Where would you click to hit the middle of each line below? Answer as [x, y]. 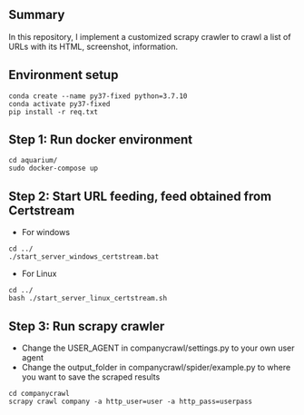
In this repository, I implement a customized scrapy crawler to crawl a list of [150, 36]
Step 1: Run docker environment [101, 140]
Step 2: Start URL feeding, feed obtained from [140, 196]
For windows [45, 232]
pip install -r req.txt [54, 112]
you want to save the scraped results [91, 377]
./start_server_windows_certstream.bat [84, 257]
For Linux [39, 274]
